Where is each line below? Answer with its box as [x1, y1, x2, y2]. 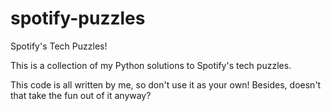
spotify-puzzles [10, 7, 146, 30]
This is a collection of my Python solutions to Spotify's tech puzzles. [10, 59, 292, 71]
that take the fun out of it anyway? [10, 89, 152, 101]
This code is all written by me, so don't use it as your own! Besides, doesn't [10, 78, 322, 91]
